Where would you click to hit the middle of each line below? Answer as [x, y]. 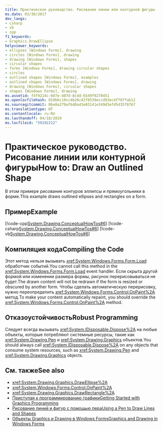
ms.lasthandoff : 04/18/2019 [33, 118]
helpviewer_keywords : [27, 46]
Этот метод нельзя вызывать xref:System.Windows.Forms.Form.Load [76, 261]
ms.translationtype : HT [29, 109]
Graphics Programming [35, 403]
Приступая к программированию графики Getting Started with [76, 398]
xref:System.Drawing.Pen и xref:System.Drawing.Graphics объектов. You [78, 339]
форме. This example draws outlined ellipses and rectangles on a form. [76, 197]
